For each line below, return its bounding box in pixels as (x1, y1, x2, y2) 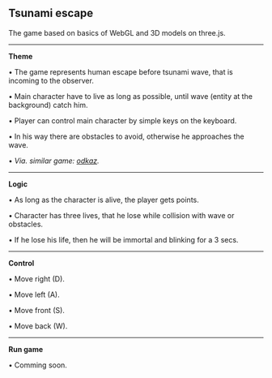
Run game (8, 344, 44, 354)
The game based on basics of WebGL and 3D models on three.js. (8, 28, 226, 37)
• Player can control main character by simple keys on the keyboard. (8, 115, 237, 125)
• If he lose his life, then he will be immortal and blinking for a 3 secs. (8, 234, 239, 244)
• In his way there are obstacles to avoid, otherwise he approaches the (8, 131, 244, 141)
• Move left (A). (8, 290, 60, 299)
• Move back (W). (8, 320, 68, 331)
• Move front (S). (8, 305, 65, 315)
